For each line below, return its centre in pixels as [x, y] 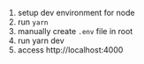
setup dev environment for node [76, 13]
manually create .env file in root [75, 31]
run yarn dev [41, 40]
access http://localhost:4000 [70, 50]
